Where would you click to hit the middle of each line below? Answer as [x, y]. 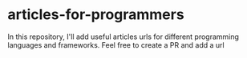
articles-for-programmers [96, 15]
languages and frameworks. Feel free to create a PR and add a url [116, 44]
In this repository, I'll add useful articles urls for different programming [123, 37]
